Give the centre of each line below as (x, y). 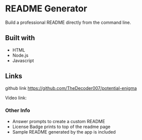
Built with (20, 38)
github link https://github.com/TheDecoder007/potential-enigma (71, 88)
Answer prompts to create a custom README (59, 121)
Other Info (18, 111)
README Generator (46, 9)
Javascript (23, 61)
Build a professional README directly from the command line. (68, 22)
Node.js (20, 55)
